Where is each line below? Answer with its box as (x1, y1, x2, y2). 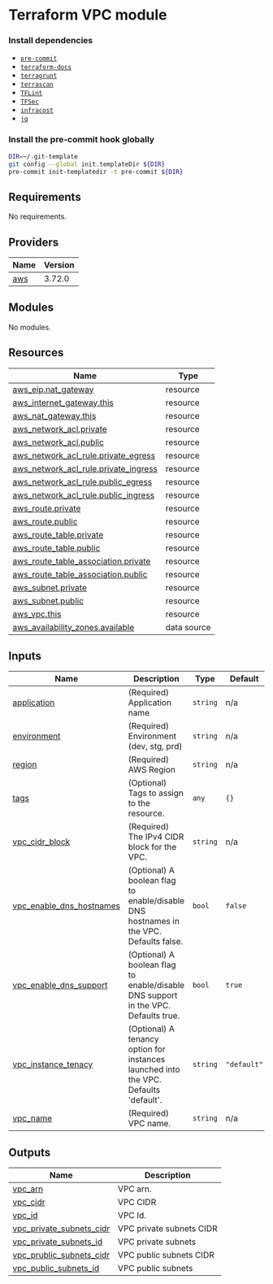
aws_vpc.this (12, 608, 62, 620)
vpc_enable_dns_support (12, 980, 108, 991)
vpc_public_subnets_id (12, 1263, 100, 1274)
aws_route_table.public (12, 542, 101, 554)
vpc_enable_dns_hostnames (12, 900, 120, 912)
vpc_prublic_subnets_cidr (12, 1250, 110, 1261)
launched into (128, 1064, 180, 1075)
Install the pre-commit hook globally (8, 134, 155, 146)
